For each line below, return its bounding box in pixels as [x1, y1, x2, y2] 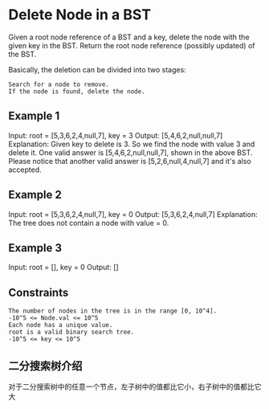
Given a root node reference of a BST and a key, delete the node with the [8, 32, 251, 42]
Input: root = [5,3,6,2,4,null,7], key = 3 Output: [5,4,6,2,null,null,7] [8, 130, 223, 140]
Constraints [8, 285, 69, 299]
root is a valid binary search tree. [8, 328, 135, 337]
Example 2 [8, 188, 62, 202]
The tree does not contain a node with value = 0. [8, 218, 169, 227]
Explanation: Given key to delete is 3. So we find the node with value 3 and [8, 139, 255, 149]
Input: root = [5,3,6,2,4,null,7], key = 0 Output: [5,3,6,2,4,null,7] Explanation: [8, 209, 259, 219]
